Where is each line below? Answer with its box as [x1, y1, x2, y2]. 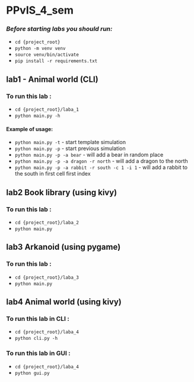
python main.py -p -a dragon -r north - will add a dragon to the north [14, 158, 188, 165]
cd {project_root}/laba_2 [14, 220, 79, 226]
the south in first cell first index [14, 170, 91, 177]
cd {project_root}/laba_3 [14, 274, 79, 281]
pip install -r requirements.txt [14, 58, 98, 64]
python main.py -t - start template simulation [14, 139, 126, 146]
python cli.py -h [14, 336, 58, 342]
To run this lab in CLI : [6, 315, 70, 323]
